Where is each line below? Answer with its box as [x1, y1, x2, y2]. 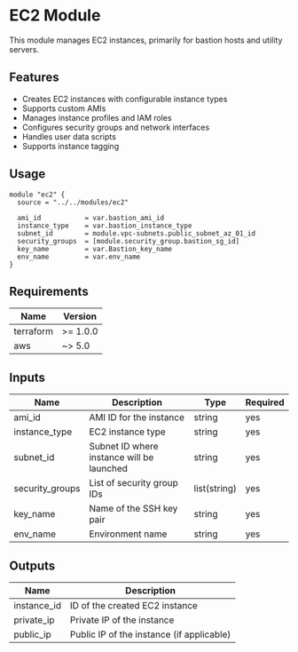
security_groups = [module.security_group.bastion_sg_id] [17, 236, 240, 245]
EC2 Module [9, 5, 101, 26]
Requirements [9, 283, 89, 298]
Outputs [9, 558, 56, 573]
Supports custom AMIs [21, 103, 106, 114]
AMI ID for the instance [88, 411, 184, 424]
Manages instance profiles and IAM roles [21, 112, 172, 123]
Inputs [9, 370, 46, 385]
